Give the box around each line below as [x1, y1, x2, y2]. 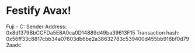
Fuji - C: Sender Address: [6, 23, 67, 30]
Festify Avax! [6, 4, 71, 17]
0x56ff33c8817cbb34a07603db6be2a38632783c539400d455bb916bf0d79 [6, 35, 190, 42]
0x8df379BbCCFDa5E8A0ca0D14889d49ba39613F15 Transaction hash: [6, 29, 180, 36]
